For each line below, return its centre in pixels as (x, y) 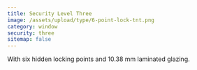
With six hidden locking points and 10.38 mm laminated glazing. (98, 59)
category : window (32, 26)
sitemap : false (29, 40)
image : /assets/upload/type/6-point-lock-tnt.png (81, 20)
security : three (31, 33)
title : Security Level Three (50, 14)
